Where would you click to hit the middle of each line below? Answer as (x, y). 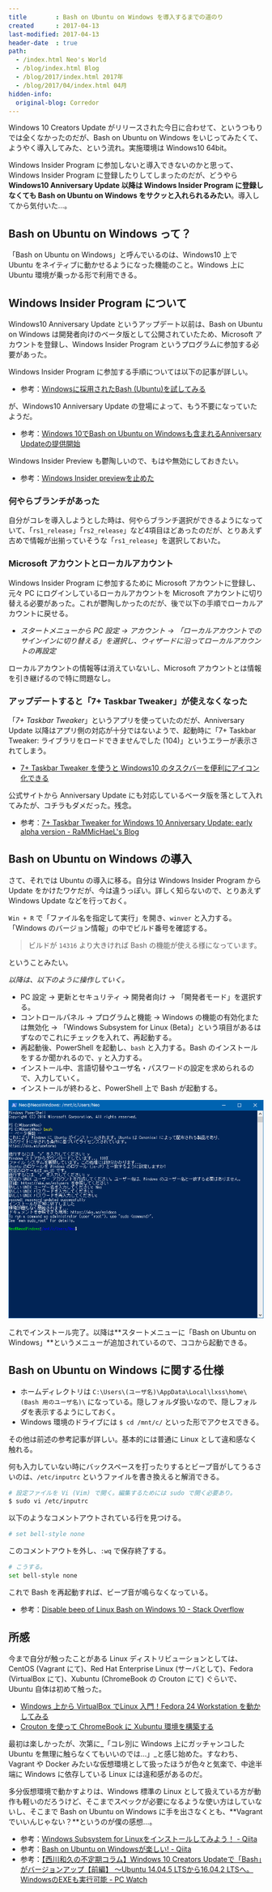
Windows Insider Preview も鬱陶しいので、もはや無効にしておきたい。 (125, 461)
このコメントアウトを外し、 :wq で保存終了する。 (89, 1551)
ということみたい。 (40, 962)
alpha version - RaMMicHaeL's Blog (80, 832)
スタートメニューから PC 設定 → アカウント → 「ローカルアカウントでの (140, 630)
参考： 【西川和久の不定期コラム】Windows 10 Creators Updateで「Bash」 (141, 1859)
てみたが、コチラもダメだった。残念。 (72, 805)
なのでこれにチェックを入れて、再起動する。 (102, 1037)
